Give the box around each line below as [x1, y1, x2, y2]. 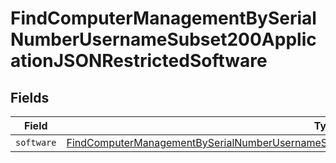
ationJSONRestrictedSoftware [10, 50, 268, 72]
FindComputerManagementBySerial [10, 7, 317, 30]
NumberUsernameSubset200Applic [10, 28, 317, 51]
